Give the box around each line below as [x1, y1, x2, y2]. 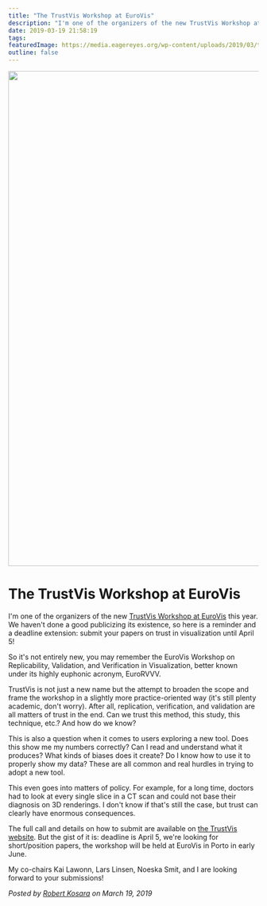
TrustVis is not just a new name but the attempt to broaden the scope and [8, 684, 249, 693]
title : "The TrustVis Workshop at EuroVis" [8, 11, 155, 20]
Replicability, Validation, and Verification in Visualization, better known [8, 660, 238, 670]
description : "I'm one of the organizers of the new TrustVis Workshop [8, 19, 250, 27]
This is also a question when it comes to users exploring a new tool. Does [8, 733, 249, 743]
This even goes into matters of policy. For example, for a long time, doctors [8, 783, 254, 792]
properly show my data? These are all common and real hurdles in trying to [8, 759, 254, 768]
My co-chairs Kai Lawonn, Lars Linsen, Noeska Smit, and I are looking [8, 865, 238, 874]
